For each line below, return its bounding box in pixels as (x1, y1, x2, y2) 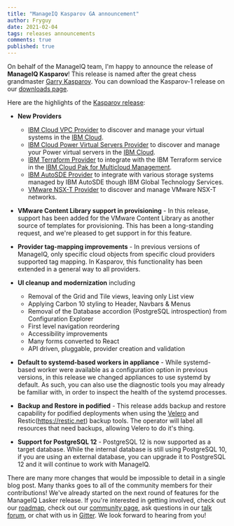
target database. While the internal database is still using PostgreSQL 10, (17, 445, 228, 454)
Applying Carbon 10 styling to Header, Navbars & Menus (27, 300, 191, 308)
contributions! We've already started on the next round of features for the (7, 489, 219, 496)
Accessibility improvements (27, 330, 108, 338)
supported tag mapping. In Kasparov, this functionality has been (17, 257, 203, 266)
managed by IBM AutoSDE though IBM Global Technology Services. (27, 178, 224, 186)
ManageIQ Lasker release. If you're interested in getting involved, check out (7, 496, 226, 504)
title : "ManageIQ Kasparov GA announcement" (7, 10, 139, 18)
